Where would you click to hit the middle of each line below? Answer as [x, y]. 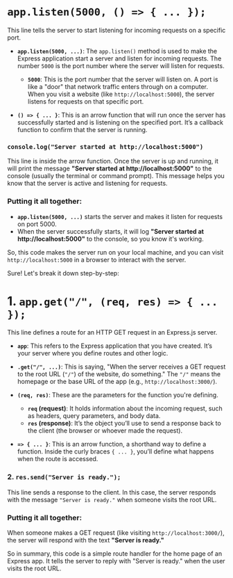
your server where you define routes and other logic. [93, 353]
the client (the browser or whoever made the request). [105, 431]
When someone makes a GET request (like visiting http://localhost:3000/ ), [116, 533]
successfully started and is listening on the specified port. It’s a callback [120, 122]
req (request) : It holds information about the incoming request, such [125, 408]
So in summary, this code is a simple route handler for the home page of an [115, 554]
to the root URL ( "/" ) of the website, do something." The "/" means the [119, 374]
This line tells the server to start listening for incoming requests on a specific [116, 30]
